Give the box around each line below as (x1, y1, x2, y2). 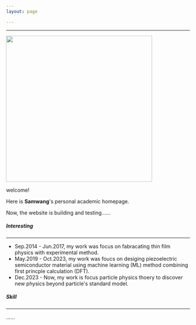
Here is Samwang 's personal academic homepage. (6, 198, 129, 205)
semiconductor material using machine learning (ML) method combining (14, 261, 188, 268)
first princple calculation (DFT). (14, 267, 90, 275)
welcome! (6, 186, 30, 193)
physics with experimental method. (14, 249, 99, 256)
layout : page (6, 8, 38, 15)
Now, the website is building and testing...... (6, 209, 111, 216)
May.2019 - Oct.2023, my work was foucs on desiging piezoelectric (14, 255, 177, 262)
